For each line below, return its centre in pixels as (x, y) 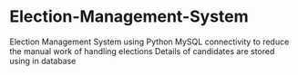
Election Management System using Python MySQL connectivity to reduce (149, 42)
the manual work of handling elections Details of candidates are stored (142, 51)
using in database (43, 61)
